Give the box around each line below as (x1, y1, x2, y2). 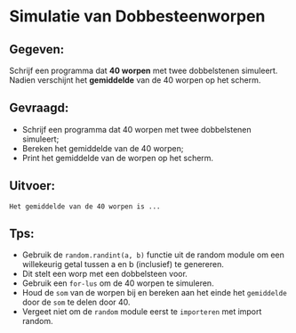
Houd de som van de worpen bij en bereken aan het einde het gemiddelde (21, 288, 287, 298)
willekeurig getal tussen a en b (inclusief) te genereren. (21, 259, 225, 270)
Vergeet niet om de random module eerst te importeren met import (21, 306, 262, 317)
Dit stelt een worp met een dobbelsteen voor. (21, 269, 188, 280)
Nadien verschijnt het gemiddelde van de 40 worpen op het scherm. (9, 75, 261, 85)
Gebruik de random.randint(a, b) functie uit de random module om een (21, 249, 284, 260)
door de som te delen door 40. (21, 296, 131, 308)
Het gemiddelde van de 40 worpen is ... (9, 202, 162, 211)
